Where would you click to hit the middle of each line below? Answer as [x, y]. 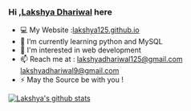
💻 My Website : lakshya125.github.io [80, 30]
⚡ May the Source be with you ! [72, 80]
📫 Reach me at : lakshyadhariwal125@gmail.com [101, 60]
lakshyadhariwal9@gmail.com [69, 71]
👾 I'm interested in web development [81, 50]
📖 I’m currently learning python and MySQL [91, 42]
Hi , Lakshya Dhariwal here [60, 12]
